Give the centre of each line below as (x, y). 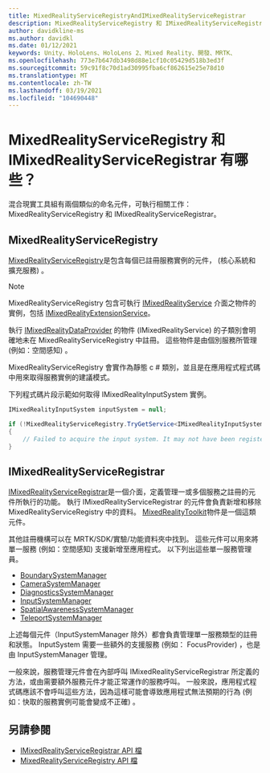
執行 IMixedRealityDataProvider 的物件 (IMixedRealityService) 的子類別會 (129, 330)
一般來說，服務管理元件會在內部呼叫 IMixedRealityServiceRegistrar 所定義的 (134, 672)
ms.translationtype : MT (48, 76)
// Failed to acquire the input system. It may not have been (129, 439)
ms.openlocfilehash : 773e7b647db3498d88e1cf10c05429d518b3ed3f (117, 61)
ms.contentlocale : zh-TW (50, 83)
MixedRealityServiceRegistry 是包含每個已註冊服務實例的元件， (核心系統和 (132, 260)
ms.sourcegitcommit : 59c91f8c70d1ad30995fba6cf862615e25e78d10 (117, 68)
